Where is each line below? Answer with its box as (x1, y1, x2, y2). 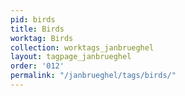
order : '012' (10, 61, 65, 71)
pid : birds (10, 14, 56, 25)
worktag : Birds (10, 33, 74, 43)
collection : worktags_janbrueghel (10, 42, 155, 53)
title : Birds (10, 24, 65, 34)
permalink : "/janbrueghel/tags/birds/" (10, 71, 177, 81)
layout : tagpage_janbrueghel (10, 52, 132, 62)
